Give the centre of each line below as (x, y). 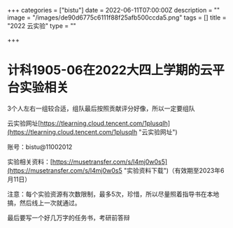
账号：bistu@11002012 (40, 147)
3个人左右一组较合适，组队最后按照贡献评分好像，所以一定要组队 (101, 108)
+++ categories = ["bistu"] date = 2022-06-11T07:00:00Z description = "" (114, 10)
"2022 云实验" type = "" (42, 26)
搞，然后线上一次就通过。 (44, 203)
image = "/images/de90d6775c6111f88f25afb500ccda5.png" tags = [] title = (117, 17)
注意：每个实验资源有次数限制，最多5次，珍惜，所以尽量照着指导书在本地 (113, 194)
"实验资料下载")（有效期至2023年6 (174, 170)
